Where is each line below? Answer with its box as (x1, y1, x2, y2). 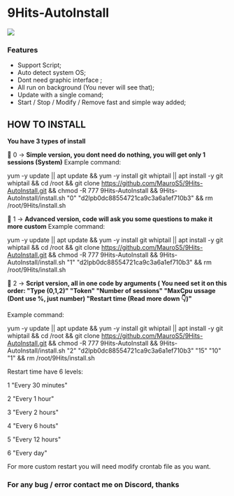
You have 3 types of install (7, 137, 86, 146)
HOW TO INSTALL (7, 118, 86, 130)
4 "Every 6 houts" (7, 422, 59, 430)
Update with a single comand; (17, 91, 103, 99)
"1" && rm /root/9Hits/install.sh (7, 354, 96, 362)
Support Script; (17, 61, 61, 69)
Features (7, 45, 38, 55)
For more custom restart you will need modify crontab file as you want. (7, 462, 211, 471)
